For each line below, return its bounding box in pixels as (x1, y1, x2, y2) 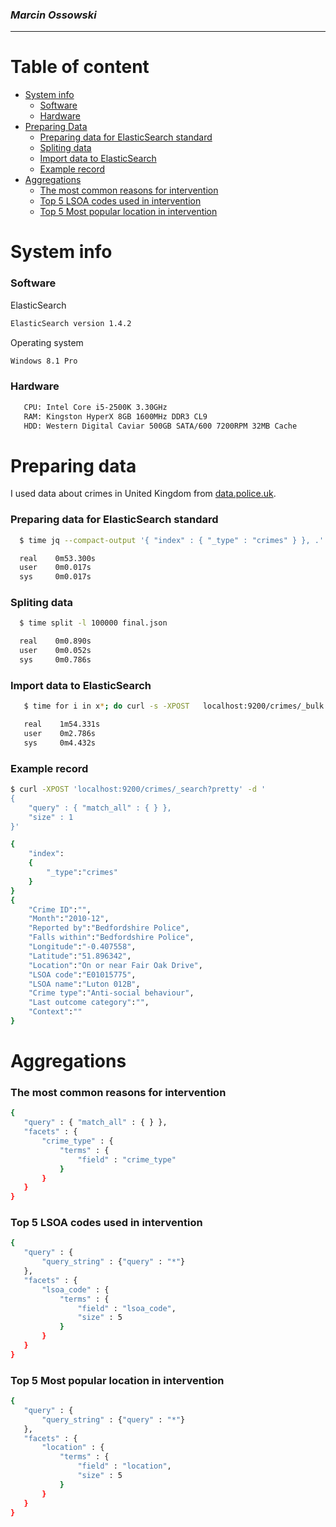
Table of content (10, 56, 150, 78)
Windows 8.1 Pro (10, 356, 78, 366)
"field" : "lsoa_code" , (77, 1303, 177, 1313)
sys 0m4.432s (23, 738, 97, 748)
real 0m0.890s (19, 636, 92, 647)
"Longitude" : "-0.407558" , (28, 942, 137, 952)
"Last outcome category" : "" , (28, 998, 150, 1008)
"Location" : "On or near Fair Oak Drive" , (28, 960, 203, 970)
